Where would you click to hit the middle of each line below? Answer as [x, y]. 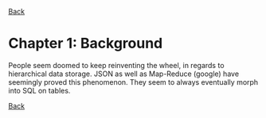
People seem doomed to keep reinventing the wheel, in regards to [116, 65]
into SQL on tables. [39, 90]
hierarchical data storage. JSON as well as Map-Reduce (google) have [124, 74]
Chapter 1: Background [86, 44]
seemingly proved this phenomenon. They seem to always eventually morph [133, 82]
